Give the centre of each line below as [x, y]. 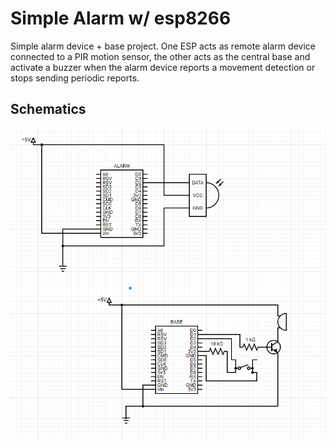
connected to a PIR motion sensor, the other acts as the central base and [160, 56]
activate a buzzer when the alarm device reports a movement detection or [163, 67]
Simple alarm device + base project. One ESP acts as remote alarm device [163, 46]
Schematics [48, 109]
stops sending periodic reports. [75, 78]
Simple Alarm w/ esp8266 [121, 18]
